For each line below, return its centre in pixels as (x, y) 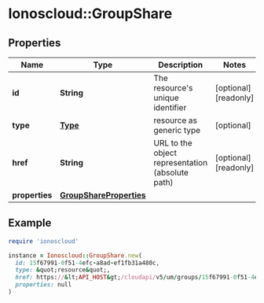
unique (166, 98)
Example (30, 223)
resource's (173, 88)
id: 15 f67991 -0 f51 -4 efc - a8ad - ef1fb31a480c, (87, 263)
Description (180, 65)
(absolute (170, 172)
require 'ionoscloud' (44, 241)
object (165, 153)
